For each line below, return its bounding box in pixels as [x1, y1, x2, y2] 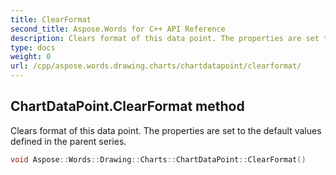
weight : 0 [10, 52, 52, 62]
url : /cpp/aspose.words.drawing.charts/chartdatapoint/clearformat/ [10, 61, 302, 71]
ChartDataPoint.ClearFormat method [10, 98, 245, 115]
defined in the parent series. [10, 135, 127, 147]
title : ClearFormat [10, 14, 92, 25]
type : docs [10, 42, 56, 53]
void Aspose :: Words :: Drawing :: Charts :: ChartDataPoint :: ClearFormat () [10, 154, 307, 165]
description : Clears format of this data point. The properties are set [10, 33, 320, 43]
